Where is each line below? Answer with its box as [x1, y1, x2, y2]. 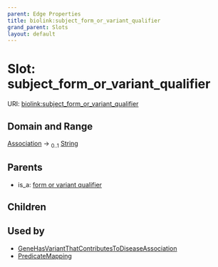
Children [7, 201, 46, 213]
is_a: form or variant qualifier [17, 180, 102, 189]
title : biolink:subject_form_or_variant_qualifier [7, 17, 161, 24]
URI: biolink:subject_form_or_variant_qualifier [7, 100, 139, 108]
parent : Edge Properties [7, 10, 81, 18]
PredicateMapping [17, 251, 73, 260]
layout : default [7, 30, 56, 38]
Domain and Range [7, 120, 93, 132]
